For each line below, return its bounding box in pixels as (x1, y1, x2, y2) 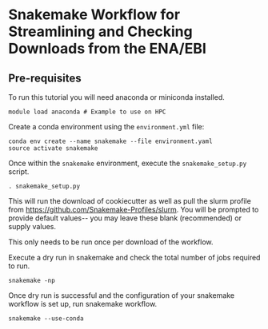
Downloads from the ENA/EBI (8, 40, 206, 57)
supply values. (8, 222, 56, 231)
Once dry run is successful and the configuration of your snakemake (8, 291, 234, 300)
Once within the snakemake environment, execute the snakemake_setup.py (8, 158, 247, 168)
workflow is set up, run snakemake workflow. (8, 299, 158, 308)
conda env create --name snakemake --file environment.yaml (8, 137, 214, 145)
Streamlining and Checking (8, 22, 194, 41)
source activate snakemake (8, 145, 98, 153)
